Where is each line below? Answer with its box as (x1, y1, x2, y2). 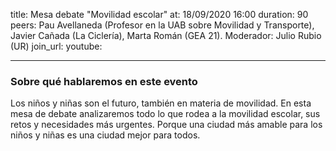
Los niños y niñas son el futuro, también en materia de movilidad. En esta (10, 97, 312, 109)
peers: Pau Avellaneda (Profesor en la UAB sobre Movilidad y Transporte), (10, 19, 315, 31)
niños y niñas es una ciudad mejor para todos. (10, 129, 201, 141)
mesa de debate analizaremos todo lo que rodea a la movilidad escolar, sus (10, 108, 321, 120)
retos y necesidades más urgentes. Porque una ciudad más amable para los (10, 119, 323, 131)
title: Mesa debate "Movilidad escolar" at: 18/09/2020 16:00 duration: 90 (10, 9, 309, 20)
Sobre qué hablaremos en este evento (10, 74, 198, 88)
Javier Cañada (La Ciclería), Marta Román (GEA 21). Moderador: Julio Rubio (10, 30, 322, 41)
